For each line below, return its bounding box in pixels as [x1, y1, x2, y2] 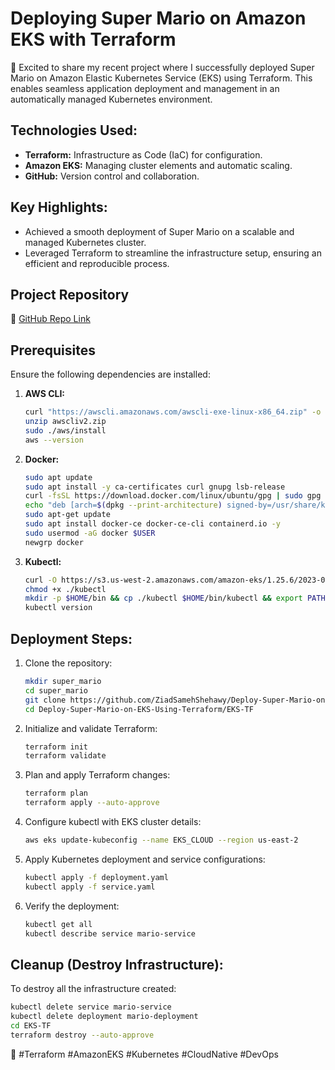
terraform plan [24, 788, 89, 799]
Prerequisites [10, 342, 96, 359]
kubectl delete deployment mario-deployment [10, 1012, 199, 1022]
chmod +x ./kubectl [24, 584, 107, 594]
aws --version [24, 435, 84, 445]
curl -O [24, 575, 57, 585]
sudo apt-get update [24, 510, 111, 520]
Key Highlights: [10, 199, 108, 216]
